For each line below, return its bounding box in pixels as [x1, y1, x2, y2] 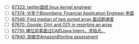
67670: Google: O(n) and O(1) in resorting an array [11, 22, 113, 28]
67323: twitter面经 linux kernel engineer [11, 4, 92, 10]
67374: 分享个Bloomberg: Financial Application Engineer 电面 [11, 10, 135, 16]
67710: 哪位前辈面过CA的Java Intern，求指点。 [11, 28, 106, 34]
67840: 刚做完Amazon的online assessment [11, 34, 98, 40]
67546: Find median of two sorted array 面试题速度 [11, 16, 114, 22]
